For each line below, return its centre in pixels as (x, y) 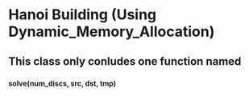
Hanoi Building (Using (83, 15)
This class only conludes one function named (125, 61)
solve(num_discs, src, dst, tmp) (62, 83)
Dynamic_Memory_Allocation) (112, 32)
